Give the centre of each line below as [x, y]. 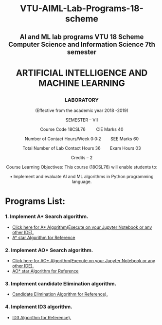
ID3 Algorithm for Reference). [42, 317]
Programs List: [35, 201]
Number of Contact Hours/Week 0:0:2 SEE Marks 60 [82, 139]
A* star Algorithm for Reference [44, 237]
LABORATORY [82, 100]
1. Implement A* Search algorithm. [47, 217]
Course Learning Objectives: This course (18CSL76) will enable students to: [82, 167]
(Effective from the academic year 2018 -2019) [82, 110]
